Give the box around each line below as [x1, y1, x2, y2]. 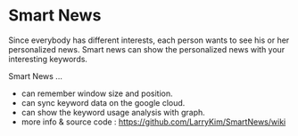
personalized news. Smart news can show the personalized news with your [8, 44, 286, 54]
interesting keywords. [8, 53, 88, 64]
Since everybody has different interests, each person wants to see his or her [8, 35, 290, 45]
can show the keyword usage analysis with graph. [21, 107, 206, 117]
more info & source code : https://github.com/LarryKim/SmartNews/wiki [21, 116, 286, 127]
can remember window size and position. [21, 88, 173, 99]
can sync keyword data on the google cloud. [21, 97, 186, 108]
